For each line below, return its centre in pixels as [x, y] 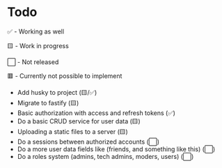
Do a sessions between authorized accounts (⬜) [88, 142]
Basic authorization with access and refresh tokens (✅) [96, 113]
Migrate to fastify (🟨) [48, 102]
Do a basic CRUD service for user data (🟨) [79, 121]
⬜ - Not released [33, 62]
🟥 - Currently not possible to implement [65, 76]
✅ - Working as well [36, 31]
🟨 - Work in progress [38, 45]
